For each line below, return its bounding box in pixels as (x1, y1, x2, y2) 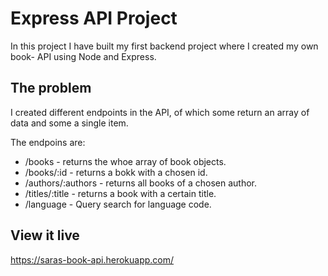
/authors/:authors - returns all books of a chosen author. (24, 177, 258, 189)
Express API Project (10, 7, 178, 30)
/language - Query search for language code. (24, 198, 212, 210)
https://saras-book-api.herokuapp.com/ (10, 253, 175, 266)
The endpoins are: (10, 136, 86, 148)
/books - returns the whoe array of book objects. (24, 155, 227, 167)
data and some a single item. (10, 117, 129, 129)
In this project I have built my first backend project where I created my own (10, 40, 319, 52)
